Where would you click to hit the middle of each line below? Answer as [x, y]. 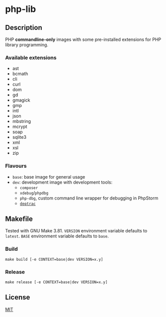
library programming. [27, 45]
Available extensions [31, 57]
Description [24, 28]
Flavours [16, 166]
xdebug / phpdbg [34, 193]
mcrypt [20, 127]
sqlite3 [19, 137]
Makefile [19, 219]
